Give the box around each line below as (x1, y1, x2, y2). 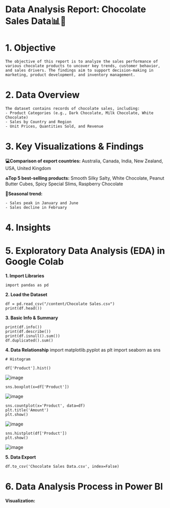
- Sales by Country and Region (5, 120, 72, 125)
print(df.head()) (5, 306, 42, 311)
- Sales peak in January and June (5, 201, 79, 206)
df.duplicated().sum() (5, 338, 53, 343)
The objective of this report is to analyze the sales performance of (5, 59, 158, 64)
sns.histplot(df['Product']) (5, 431, 67, 436)
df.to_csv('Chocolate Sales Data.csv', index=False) (5, 464, 120, 469)
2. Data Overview (5, 89, 80, 101)
